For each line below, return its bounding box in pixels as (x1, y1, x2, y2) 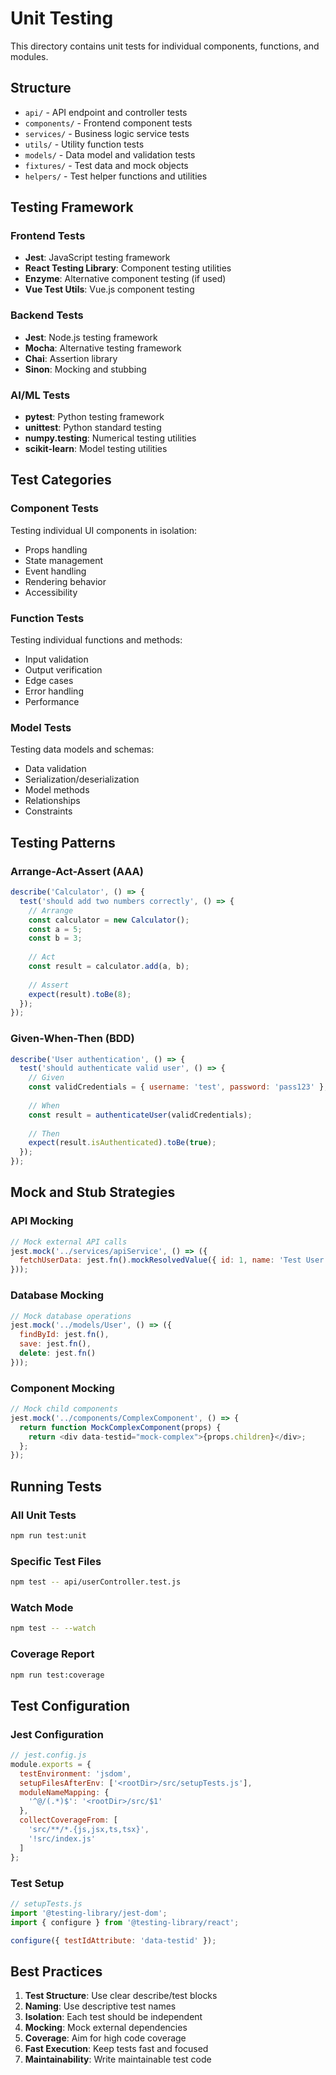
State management (24, 554, 104, 566)
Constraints (24, 805, 73, 817)
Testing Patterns (10, 834, 116, 851)
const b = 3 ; (28, 933, 83, 944)
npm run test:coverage (10, 1670, 105, 1680)
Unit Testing (10, 7, 114, 30)
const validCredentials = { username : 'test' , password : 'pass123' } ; (28, 1082, 329, 1092)
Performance (24, 696, 80, 708)
